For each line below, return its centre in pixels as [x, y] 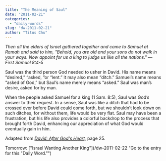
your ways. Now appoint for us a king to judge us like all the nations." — [79, 57]
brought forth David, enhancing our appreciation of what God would [74, 123]
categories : [17, 19]
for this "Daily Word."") [28, 153]
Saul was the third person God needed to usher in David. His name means [81, 72]
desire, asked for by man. [31, 88]
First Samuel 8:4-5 [24, 62]
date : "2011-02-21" [25, 14]
